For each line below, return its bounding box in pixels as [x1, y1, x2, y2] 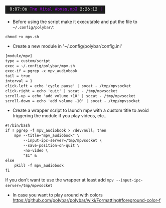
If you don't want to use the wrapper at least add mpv [5, 177, 114, 183]
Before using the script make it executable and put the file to [12, 19, 138, 25]
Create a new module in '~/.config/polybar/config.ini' [12, 43, 122, 49]
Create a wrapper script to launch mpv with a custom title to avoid [12, 107, 149, 113]
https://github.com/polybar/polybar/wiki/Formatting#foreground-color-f [12, 197, 161, 203]
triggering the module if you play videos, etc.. [12, 113, 107, 118]
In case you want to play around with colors [12, 192, 103, 198]
